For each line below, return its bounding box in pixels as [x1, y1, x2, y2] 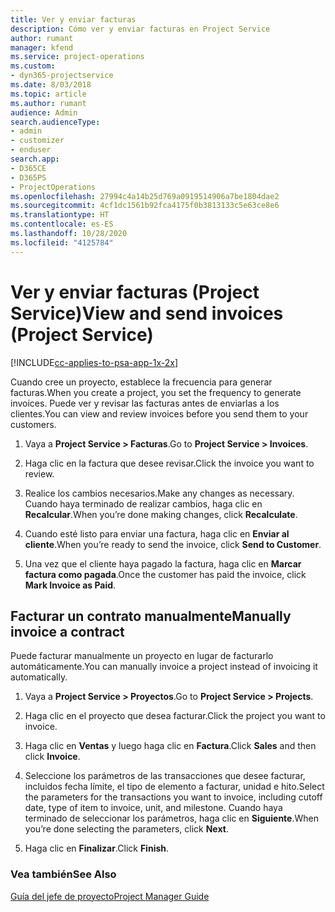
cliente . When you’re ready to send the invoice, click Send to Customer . [24, 538, 322, 550]
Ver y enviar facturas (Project [10, 281, 260, 303]
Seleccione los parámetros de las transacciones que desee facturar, [24, 770, 306, 782]
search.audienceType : [10, 117, 101, 127]
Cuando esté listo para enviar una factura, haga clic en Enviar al [24, 527, 290, 540]
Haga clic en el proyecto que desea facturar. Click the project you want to [24, 710, 326, 722]
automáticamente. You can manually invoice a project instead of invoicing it [10, 661, 318, 673]
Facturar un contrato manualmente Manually [10, 607, 292, 625]
